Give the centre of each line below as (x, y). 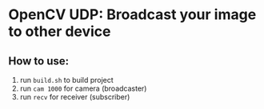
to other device (60, 31)
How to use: (39, 61)
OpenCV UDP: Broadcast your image (132, 15)
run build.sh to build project (66, 80)
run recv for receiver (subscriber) (75, 97)
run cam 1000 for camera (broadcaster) (83, 88)
